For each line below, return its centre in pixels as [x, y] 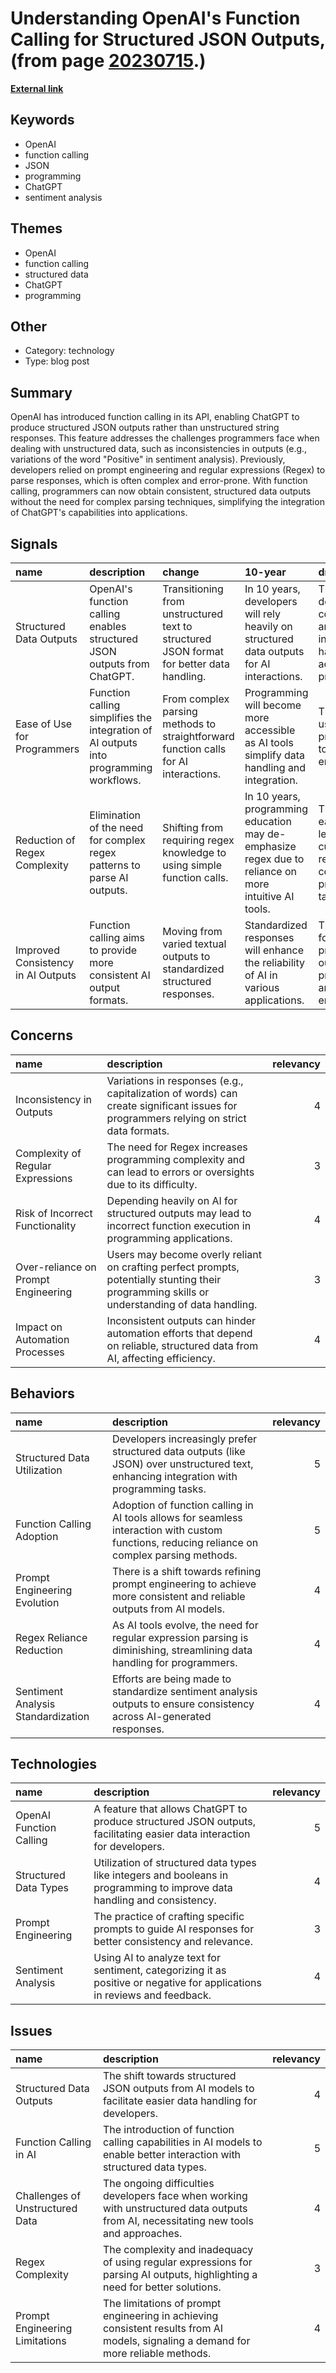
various [262, 987]
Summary [41, 392]
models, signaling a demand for [176, 2341]
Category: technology [69, 351]
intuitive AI [269, 896]
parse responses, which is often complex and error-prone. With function [159, 481]
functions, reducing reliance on [185, 1542]
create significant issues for [172, 1105]
